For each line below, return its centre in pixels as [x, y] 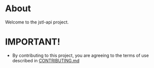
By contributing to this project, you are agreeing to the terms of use [80, 55]
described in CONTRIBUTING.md [46, 60]
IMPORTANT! [33, 42]
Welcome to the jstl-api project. [37, 22]
